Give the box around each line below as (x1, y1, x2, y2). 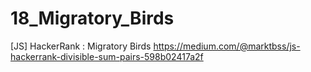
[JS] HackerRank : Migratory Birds (10, 40, 152, 52)
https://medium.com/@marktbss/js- (153, 40, 301, 52)
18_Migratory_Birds (10, 7, 175, 30)
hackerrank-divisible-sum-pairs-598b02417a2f (10, 50, 204, 62)
